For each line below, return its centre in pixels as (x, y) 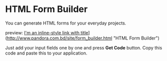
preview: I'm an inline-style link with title (47, 32)
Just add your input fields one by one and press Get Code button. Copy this (84, 47)
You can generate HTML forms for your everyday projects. (66, 23)
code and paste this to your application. (46, 53)
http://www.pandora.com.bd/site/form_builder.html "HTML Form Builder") (83, 38)
